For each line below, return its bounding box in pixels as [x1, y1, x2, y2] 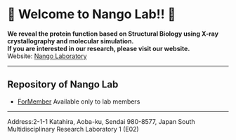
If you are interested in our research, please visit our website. [7, 44, 190, 52]
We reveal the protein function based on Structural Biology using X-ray [7, 29, 219, 38]
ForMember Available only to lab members [17, 97, 140, 106]
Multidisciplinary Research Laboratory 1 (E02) [7, 125, 139, 133]
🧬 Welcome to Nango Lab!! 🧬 [7, 6, 176, 22]
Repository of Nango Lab [7, 78, 119, 90]
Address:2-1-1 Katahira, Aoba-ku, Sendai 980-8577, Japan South [7, 117, 195, 125]
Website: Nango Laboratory [7, 52, 87, 60]
